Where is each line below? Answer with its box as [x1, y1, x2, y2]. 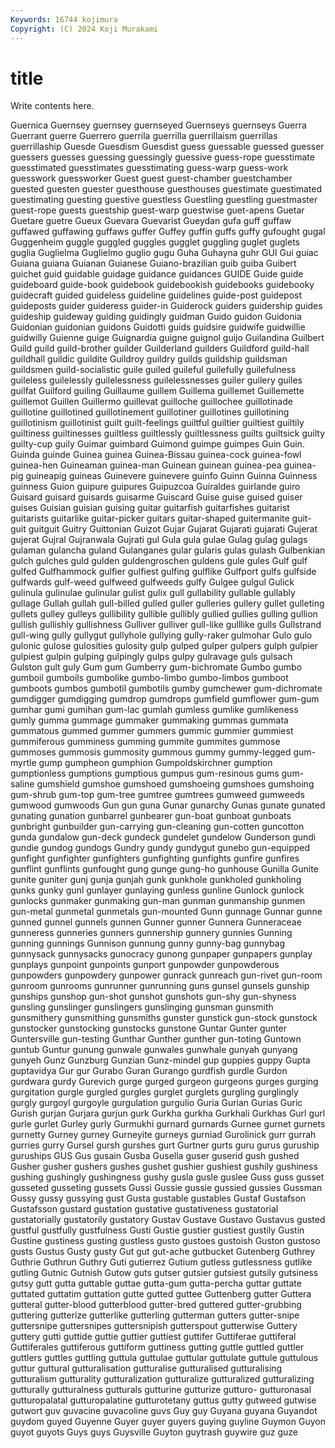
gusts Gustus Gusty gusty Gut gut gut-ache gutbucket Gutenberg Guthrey [10, 1246, 316, 1258]
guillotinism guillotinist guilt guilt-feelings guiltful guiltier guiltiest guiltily [10, 417, 305, 429]
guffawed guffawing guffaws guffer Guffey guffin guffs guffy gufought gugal [10, 226, 326, 238]
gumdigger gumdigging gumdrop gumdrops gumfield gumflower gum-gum [10, 693, 320, 705]
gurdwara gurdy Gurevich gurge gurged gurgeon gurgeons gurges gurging [10, 1076, 319, 1088]
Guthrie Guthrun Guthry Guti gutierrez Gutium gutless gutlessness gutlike [10, 1256, 313, 1268]
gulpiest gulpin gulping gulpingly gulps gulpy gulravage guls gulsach [10, 651, 293, 663]
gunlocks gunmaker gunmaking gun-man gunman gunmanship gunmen [10, 895, 306, 907]
